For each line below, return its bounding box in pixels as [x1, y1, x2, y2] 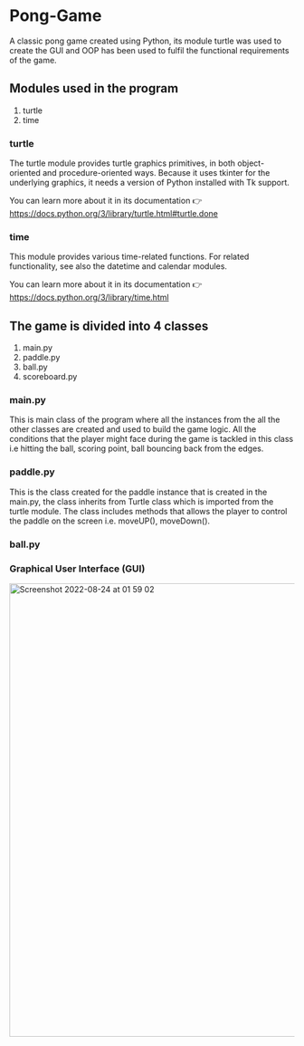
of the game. [9, 54, 57, 65]
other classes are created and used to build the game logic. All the [9, 424, 257, 435]
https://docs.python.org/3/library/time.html [9, 292, 169, 303]
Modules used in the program [9, 81, 179, 96]
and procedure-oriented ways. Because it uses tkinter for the [42, 168, 271, 178]
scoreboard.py [22, 371, 78, 382]
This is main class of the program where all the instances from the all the [9, 414, 280, 426]
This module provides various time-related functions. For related [9, 251, 250, 263]
